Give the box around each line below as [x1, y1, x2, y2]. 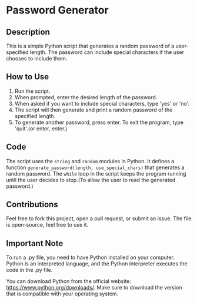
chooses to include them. [6, 55, 68, 62]
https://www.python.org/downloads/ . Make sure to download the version [6, 284, 182, 291]
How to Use [6, 72, 49, 82]
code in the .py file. [6, 267, 53, 274]
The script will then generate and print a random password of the [14, 106, 173, 113]
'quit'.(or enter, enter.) [14, 124, 68, 132]
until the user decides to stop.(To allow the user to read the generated [6, 176, 176, 183]
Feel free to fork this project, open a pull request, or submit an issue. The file [6, 215, 192, 222]
